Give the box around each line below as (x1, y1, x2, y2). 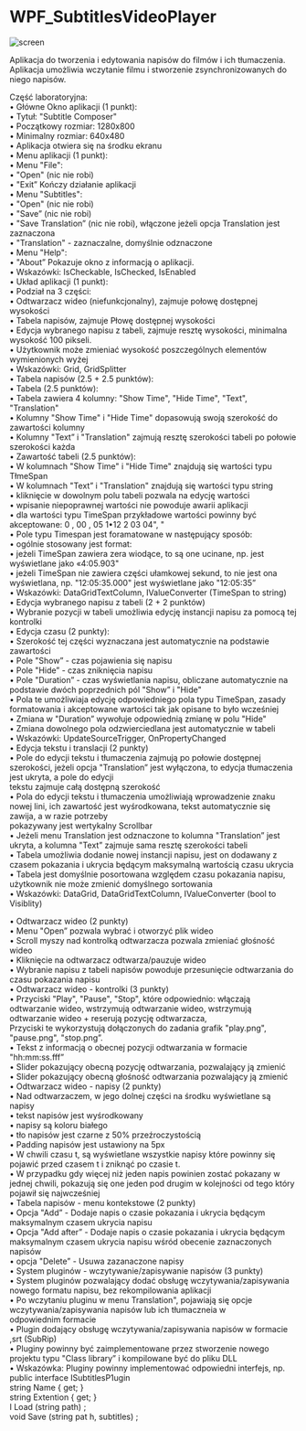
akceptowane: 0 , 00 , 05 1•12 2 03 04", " (9, 518, 165, 529)
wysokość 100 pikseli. (9, 334, 92, 345)
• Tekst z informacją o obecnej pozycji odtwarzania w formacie (9, 1041, 248, 1052)
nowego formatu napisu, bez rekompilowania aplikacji (9, 1285, 212, 1296)
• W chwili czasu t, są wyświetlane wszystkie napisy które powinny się (9, 1148, 276, 1159)
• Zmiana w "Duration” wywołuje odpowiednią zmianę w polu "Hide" (9, 713, 267, 724)
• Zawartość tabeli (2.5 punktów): (9, 451, 137, 462)
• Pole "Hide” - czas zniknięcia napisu (9, 665, 153, 676)
